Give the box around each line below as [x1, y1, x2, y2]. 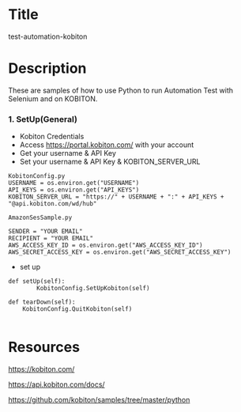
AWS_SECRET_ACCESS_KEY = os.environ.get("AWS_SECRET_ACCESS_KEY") [8, 248, 232, 256]
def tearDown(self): [8, 298, 77, 306]
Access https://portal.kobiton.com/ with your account [19, 140, 194, 149]
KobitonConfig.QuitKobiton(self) [22, 305, 133, 313]
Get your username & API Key [19, 149, 117, 158]
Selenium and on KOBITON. [8, 93, 98, 104]
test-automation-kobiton [8, 32, 88, 41]
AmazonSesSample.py [8, 214, 73, 222]
